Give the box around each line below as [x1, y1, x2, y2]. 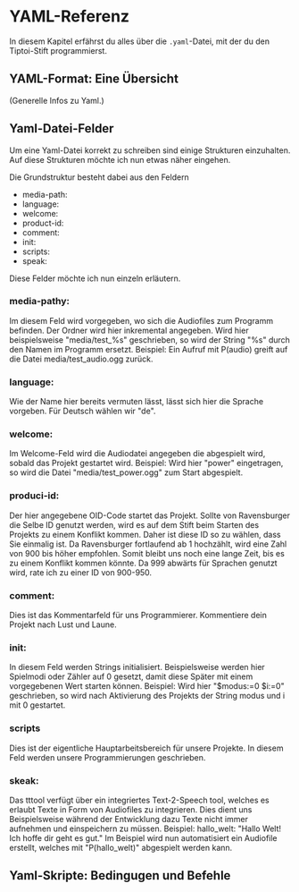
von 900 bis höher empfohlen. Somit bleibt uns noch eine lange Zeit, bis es [9, 548, 286, 558]
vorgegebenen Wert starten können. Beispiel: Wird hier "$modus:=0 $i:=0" [9, 681, 285, 692]
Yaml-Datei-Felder [9, 121, 114, 136]
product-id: [21, 217, 64, 228]
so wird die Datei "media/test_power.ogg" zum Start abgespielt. [9, 467, 244, 478]
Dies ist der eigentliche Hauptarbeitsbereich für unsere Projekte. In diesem [9, 743, 284, 753]
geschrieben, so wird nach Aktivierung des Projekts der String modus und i [9, 691, 286, 701]
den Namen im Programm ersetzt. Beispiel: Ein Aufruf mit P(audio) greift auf [9, 344, 288, 354]
